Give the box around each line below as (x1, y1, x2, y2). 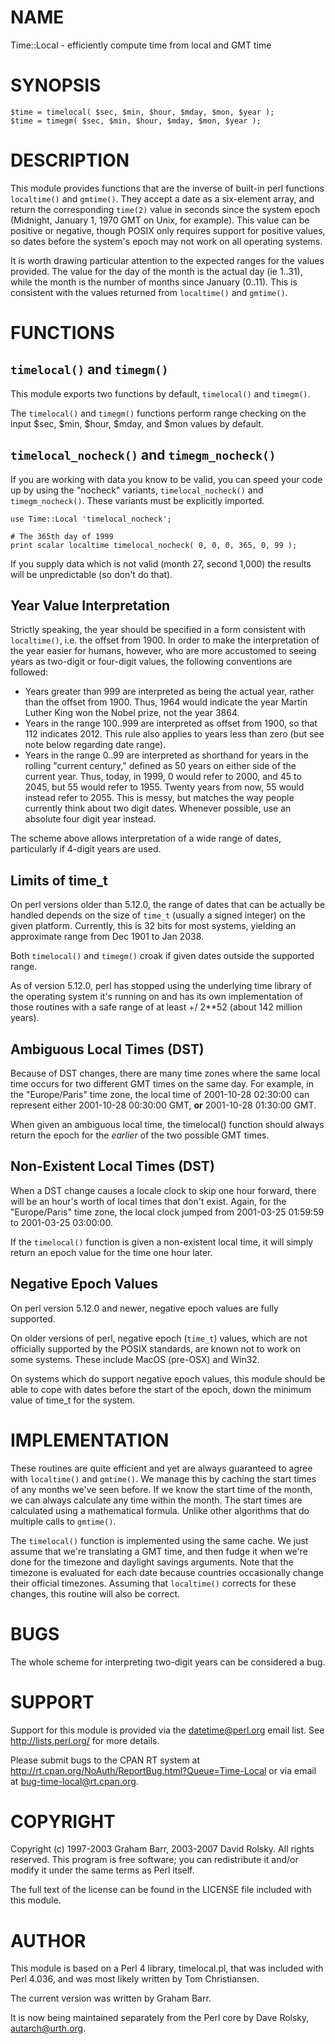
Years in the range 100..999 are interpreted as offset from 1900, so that (24, 717, 318, 730)
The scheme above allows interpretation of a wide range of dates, (10, 832, 282, 845)
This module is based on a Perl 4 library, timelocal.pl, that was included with (10, 1962, 324, 1975)
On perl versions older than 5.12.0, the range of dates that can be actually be (10, 899, 326, 911)
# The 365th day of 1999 (10, 531, 114, 541)
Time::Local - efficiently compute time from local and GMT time (10, 39, 272, 51)
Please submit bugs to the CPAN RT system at (10, 1754, 201, 1766)
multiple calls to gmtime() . (10, 1515, 117, 1527)
